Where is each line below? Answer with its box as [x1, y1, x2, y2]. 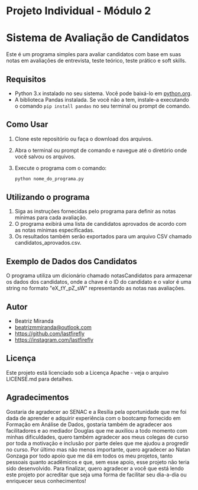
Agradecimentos [6, 392, 69, 403]
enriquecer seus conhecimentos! [6, 477, 87, 484]
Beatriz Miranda [14, 317, 54, 324]
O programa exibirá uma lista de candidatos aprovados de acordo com [14, 220, 187, 228]
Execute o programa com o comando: [14, 164, 107, 171]
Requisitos [6, 74, 46, 84]
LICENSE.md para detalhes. [6, 375, 74, 382]
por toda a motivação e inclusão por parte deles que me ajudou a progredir [6, 439, 189, 447]
